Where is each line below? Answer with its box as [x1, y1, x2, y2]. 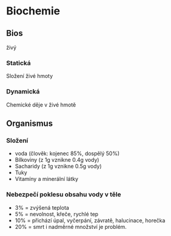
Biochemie [6, 4, 60, 18]
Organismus [6, 118, 53, 128]
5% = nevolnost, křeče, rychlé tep [14, 210, 99, 217]
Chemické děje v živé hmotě [6, 101, 77, 108]
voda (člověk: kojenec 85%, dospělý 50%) [14, 150, 120, 157]
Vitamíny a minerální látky [14, 176, 79, 183]
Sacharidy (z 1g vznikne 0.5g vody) [14, 163, 102, 170]
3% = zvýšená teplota [14, 204, 69, 211]
